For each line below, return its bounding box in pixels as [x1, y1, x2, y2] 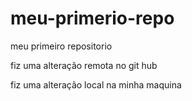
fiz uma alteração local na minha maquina [10, 78, 182, 91]
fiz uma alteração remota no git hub [10, 59, 158, 71]
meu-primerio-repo [10, 7, 175, 30]
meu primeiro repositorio [10, 40, 113, 52]
